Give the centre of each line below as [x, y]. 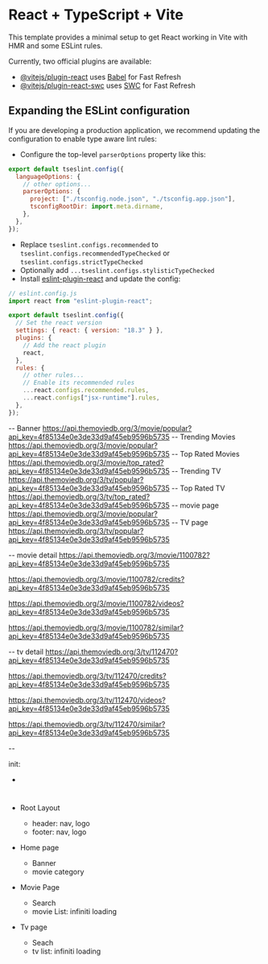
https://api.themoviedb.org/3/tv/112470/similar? [87, 724]
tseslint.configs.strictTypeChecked [81, 262]
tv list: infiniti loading [66, 951]
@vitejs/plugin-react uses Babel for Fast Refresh [101, 77]
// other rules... [54, 375]
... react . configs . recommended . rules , [86, 391]
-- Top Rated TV [198, 488]
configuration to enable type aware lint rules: [82, 139]
